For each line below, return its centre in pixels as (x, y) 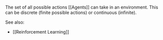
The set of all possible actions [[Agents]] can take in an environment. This (82, 7)
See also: (15, 22)
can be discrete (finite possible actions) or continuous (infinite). (71, 12)
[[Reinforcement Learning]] (41, 32)
